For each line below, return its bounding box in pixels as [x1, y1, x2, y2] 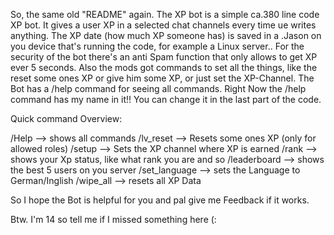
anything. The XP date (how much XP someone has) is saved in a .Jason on [10, 30, 322, 41]
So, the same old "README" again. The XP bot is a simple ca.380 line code [10, 9, 320, 20]
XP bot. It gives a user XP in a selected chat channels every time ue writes [10, 19, 317, 31]
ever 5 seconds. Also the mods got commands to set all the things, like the [10, 62, 318, 73]
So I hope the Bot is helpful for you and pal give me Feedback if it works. [10, 194, 310, 206]
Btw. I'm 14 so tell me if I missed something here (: [10, 214, 217, 225]
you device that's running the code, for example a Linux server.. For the [10, 40, 305, 52]
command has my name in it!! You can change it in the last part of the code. [10, 94, 322, 105]
